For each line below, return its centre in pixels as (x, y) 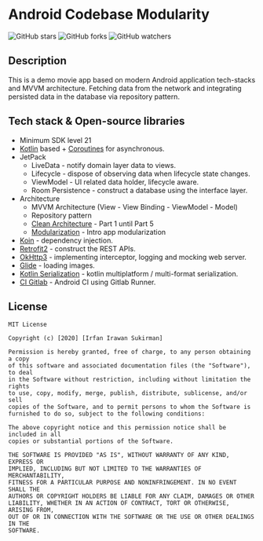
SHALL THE (24, 490)
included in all (35, 435)
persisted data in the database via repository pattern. (94, 97)
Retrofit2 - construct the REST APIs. (77, 248)
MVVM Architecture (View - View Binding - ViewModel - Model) (134, 207)
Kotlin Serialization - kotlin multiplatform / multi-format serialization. (129, 273)
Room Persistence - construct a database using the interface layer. (139, 190)
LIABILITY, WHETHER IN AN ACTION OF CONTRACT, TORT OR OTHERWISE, (119, 503)
